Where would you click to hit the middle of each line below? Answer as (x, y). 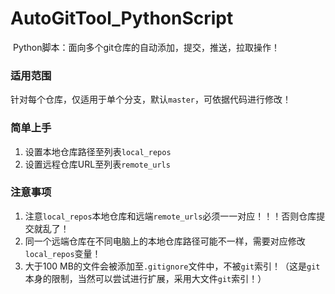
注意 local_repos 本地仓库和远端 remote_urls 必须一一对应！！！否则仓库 (170, 216)
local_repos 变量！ (63, 253)
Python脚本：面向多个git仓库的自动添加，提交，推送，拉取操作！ (146, 47)
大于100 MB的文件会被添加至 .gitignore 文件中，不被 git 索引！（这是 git (172, 266)
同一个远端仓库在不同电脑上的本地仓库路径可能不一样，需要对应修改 (165, 241)
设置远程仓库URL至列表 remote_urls (97, 164)
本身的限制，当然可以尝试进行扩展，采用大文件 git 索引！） (145, 278)
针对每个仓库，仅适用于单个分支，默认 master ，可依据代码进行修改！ (151, 99)
